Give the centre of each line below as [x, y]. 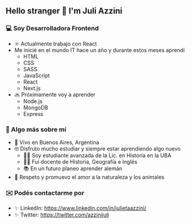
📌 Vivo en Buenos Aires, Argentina [57, 142]
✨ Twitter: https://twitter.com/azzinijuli [62, 215]
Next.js [32, 88]
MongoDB [36, 108]
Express [33, 113]
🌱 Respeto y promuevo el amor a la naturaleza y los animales [89, 177]
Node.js [33, 101]
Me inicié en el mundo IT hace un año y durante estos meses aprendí [99, 50]
